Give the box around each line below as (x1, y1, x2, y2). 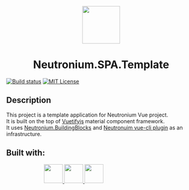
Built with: (6, 148, 45, 158)
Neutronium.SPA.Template (33, 58, 170, 72)
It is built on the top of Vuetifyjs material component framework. (6, 117, 165, 124)
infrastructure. (6, 130, 42, 138)
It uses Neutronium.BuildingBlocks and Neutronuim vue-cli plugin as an (6, 124, 183, 131)
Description (6, 95, 51, 105)
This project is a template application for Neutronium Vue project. (6, 111, 169, 118)
